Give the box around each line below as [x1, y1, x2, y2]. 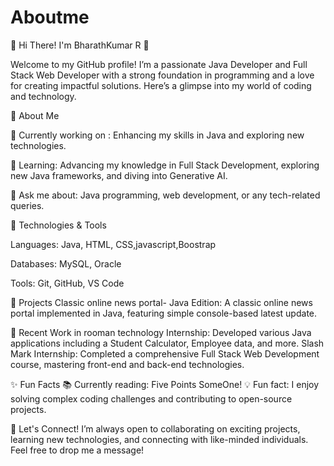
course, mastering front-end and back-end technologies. [10, 358, 245, 370]
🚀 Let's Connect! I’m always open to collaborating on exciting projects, [10, 422, 301, 435]
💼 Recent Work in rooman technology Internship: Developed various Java [10, 326, 312, 338]
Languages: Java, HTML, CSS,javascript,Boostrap [10, 238, 217, 250]
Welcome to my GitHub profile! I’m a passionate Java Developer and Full [10, 58, 308, 70]
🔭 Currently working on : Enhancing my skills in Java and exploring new [10, 129, 305, 141]
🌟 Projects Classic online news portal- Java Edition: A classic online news [10, 296, 313, 308]
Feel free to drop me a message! [10, 444, 145, 456]
